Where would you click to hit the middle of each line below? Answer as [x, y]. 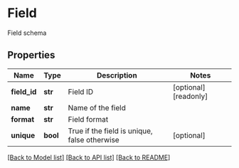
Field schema [27, 33]
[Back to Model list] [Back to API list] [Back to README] [89, 157]
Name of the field [97, 107]
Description [117, 75]
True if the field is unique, [110, 131]
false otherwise [94, 140]
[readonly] [190, 96]
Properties [31, 55]
